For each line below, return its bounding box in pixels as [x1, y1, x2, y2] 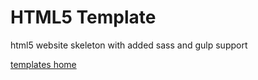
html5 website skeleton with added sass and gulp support [10, 39, 248, 51]
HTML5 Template [10, 6, 157, 29]
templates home [10, 58, 77, 70]
